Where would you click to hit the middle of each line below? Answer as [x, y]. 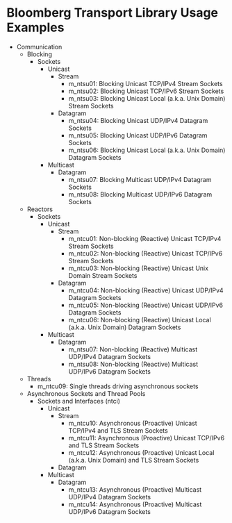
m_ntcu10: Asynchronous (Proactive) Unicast [133, 423]
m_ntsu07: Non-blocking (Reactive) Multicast [133, 349]
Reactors [40, 209]
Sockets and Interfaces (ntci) [79, 401]
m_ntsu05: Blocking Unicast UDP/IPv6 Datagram [138, 135]
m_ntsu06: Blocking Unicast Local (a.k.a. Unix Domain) [147, 150]
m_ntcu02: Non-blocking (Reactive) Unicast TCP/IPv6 [146, 253]
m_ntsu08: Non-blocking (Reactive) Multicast [133, 364]
